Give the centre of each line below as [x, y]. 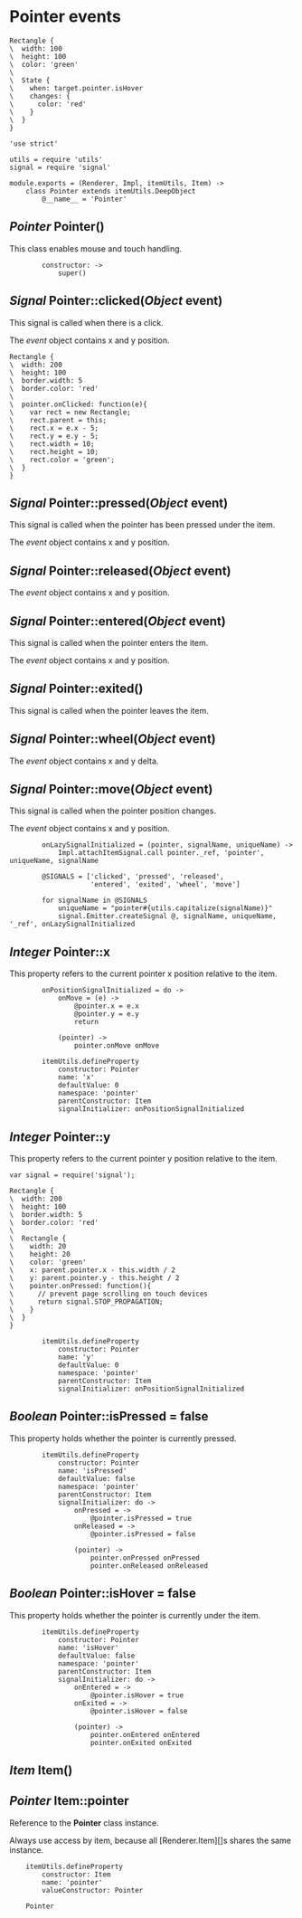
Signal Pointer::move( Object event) [111, 789]
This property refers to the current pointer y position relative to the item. [143, 1159]
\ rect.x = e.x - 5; [54, 428]
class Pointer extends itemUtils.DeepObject [111, 191]
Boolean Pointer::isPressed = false [109, 1416]
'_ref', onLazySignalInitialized [72, 925]
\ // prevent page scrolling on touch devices [109, 1294]
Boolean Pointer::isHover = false [103, 1594]
